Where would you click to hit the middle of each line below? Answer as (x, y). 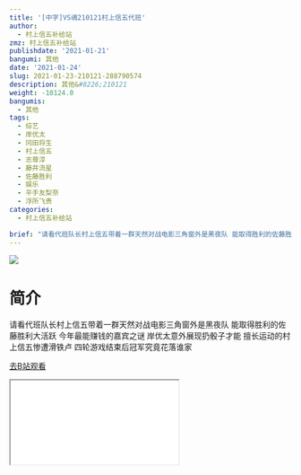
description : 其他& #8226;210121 (68, 84)
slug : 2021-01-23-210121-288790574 (76, 76)
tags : (19, 118)
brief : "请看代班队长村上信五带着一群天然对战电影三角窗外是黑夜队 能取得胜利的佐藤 (147, 234)
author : (24, 26)
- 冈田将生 (35, 143)
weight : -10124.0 (42, 92)
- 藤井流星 (35, 168)
